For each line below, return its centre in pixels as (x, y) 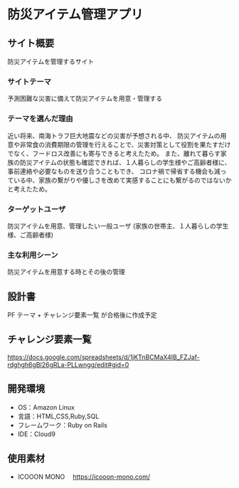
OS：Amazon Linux (46, 407)
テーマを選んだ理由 (40, 119)
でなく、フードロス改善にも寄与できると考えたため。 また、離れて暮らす (114, 153)
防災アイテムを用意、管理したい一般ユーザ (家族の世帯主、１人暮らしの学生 (118, 226)
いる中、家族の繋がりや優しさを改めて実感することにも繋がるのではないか (122, 180)
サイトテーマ (30, 81)
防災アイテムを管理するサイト (51, 62)
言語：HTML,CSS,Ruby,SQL (58, 416)
